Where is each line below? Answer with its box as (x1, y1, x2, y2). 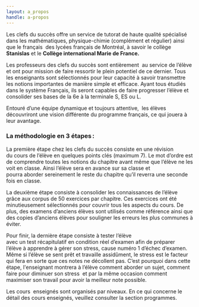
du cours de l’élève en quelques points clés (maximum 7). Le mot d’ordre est (6, 151, 193, 159)
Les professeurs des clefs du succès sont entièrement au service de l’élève (6, 61, 192, 69)
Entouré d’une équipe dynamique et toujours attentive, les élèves (6, 104, 166, 111)
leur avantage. (6, 117, 42, 124)
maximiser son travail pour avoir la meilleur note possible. (6, 276, 147, 283)
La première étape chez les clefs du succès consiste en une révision (6, 145, 174, 153)
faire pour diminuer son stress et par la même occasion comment (6, 269, 168, 277)
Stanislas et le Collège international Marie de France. (6, 49, 140, 57)
